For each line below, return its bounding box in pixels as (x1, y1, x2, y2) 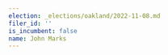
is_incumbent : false (8, 27, 78, 35)
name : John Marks (8, 34, 67, 43)
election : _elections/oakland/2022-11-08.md (8, 11, 161, 20)
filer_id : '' (8, 19, 52, 27)
